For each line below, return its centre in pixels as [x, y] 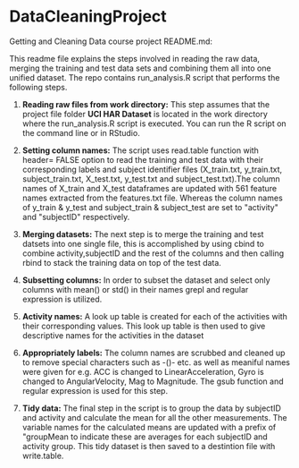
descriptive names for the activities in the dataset [113, 335]
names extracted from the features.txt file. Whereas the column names [152, 198]
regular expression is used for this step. [95, 390]
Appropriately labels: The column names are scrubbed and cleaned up [154, 353]
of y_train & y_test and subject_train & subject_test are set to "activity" [150, 207]
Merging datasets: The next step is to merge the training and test [143, 234]
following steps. [38, 87]
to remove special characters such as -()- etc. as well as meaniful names [156, 362]
